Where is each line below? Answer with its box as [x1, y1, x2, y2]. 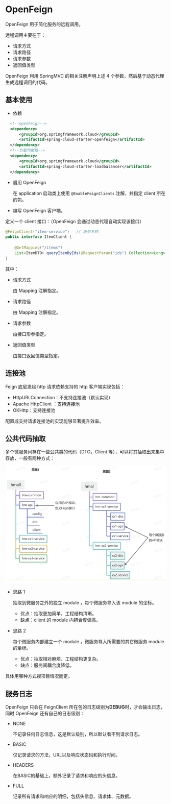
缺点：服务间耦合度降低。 [20, 662, 75, 668]
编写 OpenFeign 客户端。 [12, 207, 65, 213]
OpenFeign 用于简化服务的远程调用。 [5, 21, 83, 27]
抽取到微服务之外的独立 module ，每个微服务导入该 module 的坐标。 [12, 600, 157, 606]
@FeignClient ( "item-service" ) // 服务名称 [5, 229, 99, 234]
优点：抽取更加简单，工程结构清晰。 [20, 611, 97, 617]
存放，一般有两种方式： [5, 455, 55, 461]
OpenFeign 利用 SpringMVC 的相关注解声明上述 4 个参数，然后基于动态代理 [5, 72, 164, 79]
